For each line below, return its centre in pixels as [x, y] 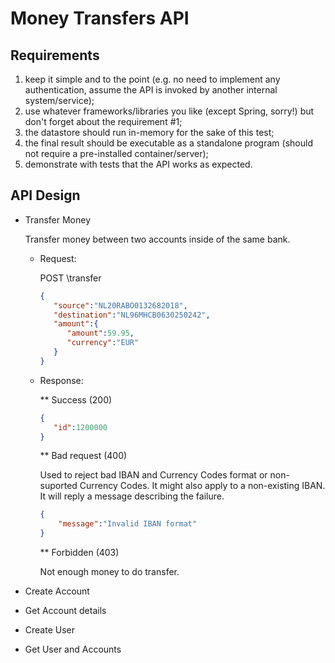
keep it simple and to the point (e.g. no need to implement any [152, 79]
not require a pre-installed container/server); [116, 153]
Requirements [55, 55]
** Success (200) [76, 399]
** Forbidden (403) [79, 553]
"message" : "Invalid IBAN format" [128, 524]
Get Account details [65, 611]
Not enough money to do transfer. [109, 572]
